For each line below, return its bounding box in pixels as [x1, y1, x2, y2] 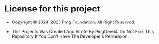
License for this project [4, 3, 100, 14]
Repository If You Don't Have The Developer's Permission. [11, 33, 129, 39]
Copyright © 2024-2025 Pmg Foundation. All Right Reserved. [11, 19, 136, 25]
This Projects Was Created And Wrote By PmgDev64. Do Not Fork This [11, 28, 154, 34]
